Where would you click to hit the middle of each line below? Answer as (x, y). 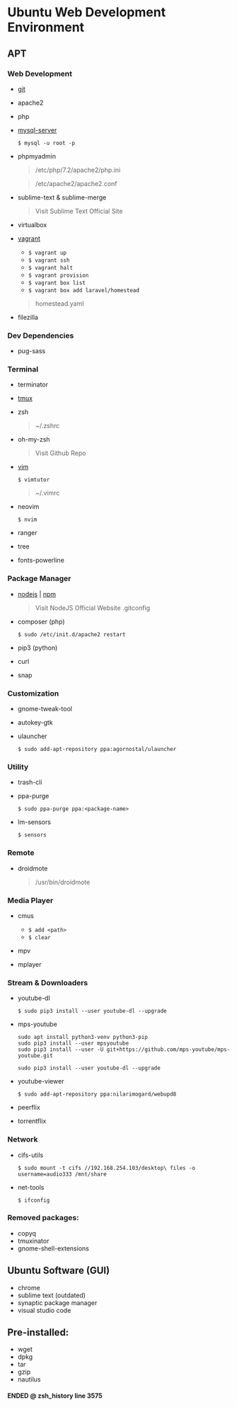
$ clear (39, 937)
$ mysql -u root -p (46, 143)
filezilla (28, 317)
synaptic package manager (57, 1302)
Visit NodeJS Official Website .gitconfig (93, 608)
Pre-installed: (38, 1332)
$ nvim (27, 520)
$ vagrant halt (50, 268)
